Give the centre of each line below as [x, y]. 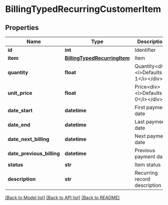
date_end [19, 125]
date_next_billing [28, 139]
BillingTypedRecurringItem [97, 58]
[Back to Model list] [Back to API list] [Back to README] [62, 198]
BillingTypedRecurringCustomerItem [83, 9]
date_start [20, 110]
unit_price [20, 93]
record [142, 179]
